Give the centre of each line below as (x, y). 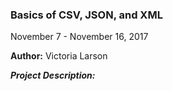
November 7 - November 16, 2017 (79, 37)
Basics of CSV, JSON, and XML (86, 15)
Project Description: (53, 75)
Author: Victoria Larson (59, 56)
